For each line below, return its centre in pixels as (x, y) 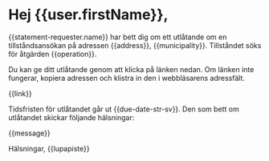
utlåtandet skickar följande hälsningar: (71, 117)
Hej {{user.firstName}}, (88, 15)
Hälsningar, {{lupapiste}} (49, 148)
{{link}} (20, 93)
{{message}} (29, 133)
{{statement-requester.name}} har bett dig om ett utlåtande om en (118, 37)
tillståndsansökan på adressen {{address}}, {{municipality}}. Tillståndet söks (135, 45)
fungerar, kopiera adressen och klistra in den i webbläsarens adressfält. (126, 78)
